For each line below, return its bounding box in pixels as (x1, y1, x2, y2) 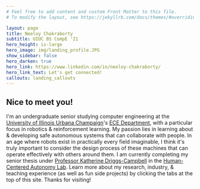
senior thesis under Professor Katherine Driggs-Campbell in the (6, 157, 162, 165)
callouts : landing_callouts (6, 75, 76, 81)
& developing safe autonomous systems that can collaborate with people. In (6, 132, 192, 139)
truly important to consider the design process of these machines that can (6, 144, 189, 152)
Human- (163, 157, 183, 165)
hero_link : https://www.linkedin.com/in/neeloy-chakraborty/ (6, 64, 161, 70)
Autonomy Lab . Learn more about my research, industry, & (30, 163, 174, 171)
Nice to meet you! (6, 97, 73, 107)
